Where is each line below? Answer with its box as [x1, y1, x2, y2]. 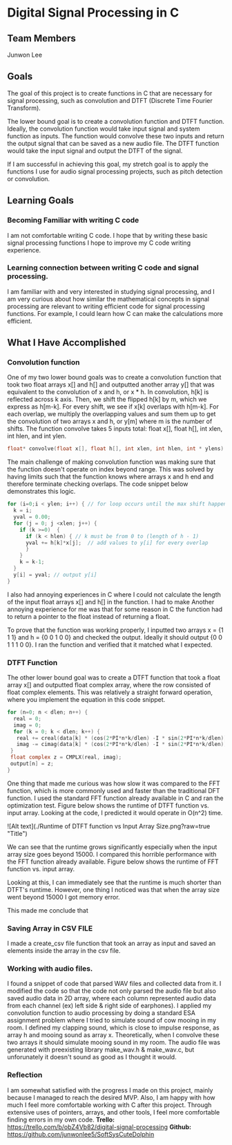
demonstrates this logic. [7, 487, 76, 496]
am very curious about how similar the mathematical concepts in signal [7, 295, 209, 303]
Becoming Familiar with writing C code [7, 216, 139, 225]
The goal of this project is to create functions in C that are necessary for [7, 89, 213, 97]
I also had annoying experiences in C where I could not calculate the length [7, 590, 221, 599]
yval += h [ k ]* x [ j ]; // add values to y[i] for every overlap [25, 539, 209, 546]
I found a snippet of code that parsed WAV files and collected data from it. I [7, 980, 222, 988]
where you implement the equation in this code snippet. [7, 696, 166, 704]
